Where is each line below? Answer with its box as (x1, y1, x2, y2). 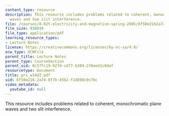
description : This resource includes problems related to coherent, (5, 12, 152, 17)
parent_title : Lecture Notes (5, 54, 66, 59)
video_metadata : (5, 82, 39, 87)
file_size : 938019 (5, 26, 44, 31)
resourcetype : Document (5, 68, 55, 73)
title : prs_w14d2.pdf (5, 73, 51, 78)
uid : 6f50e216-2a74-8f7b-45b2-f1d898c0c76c (5, 77, 98, 82)
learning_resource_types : (5, 36, 59, 41)
